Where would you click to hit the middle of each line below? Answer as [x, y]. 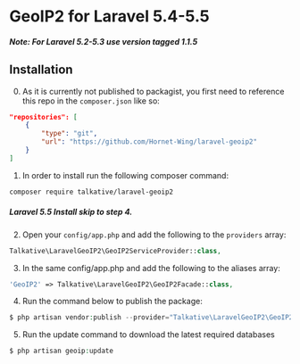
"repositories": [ [43, 117]
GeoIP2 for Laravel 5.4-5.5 [109, 17]
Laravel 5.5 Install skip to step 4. [71, 212]
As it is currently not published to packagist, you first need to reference [153, 91]
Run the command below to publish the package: [112, 302]
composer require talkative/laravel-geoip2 [92, 192]
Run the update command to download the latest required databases [148, 335]
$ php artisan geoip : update [62, 351]
